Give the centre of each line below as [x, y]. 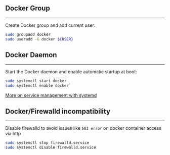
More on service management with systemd [51, 95]
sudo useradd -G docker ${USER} [39, 39]
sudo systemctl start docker [36, 81]
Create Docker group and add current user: [50, 25]
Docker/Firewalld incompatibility [58, 111]
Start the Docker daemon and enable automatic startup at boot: [71, 72]
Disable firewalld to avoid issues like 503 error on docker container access [83, 128]
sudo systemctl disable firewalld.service [51, 147]
